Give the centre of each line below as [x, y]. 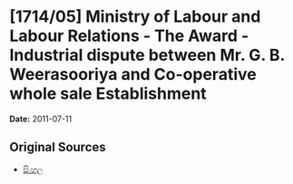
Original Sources [58, 147]
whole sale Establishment [108, 94]
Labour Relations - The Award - [129, 36]
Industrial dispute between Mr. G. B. [147, 55]
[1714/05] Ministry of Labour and [135, 17]
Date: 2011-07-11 [41, 119]
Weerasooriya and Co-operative [133, 75]
